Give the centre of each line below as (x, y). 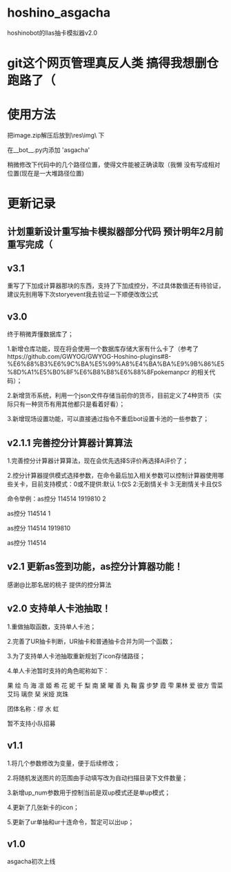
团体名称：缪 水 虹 (33, 708)
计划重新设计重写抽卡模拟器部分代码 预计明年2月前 (115, 231)
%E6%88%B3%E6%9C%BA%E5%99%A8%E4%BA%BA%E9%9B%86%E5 (116, 364)
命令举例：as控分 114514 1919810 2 (57, 499)
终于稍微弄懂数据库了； (40, 334)
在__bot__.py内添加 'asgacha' (49, 150)
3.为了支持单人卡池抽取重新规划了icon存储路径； (77, 656)
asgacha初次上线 (31, 862)
